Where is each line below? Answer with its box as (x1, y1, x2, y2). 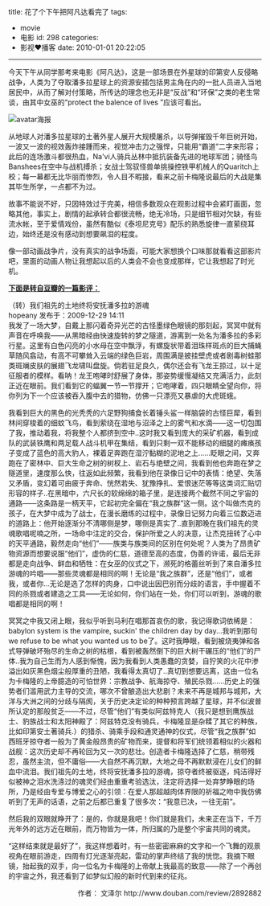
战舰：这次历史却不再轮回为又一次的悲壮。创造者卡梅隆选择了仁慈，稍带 (8, 747, 247, 756)
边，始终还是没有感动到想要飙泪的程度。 (8, 229, 142, 239)
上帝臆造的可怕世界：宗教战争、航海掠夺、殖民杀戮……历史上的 (43, 676, 253, 686)
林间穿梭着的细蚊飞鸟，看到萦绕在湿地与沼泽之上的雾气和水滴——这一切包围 (8, 418, 262, 428)
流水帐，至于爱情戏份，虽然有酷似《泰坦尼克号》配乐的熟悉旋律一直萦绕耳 (8, 219, 255, 228)
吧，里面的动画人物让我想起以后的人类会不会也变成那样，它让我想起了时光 (8, 256, 255, 265)
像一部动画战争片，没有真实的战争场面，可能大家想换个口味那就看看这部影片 (8, 246, 262, 256)
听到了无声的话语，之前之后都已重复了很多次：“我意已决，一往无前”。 (8, 797, 240, 806)
